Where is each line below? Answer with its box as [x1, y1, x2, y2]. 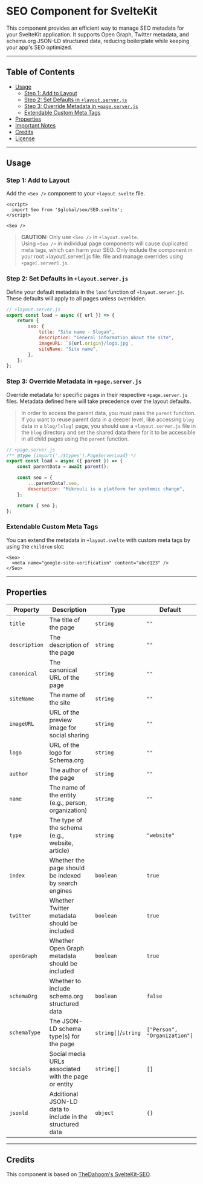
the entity [49, 791, 77, 799]
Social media [49, 1049, 86, 1058]
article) [49, 846, 69, 854]
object [95, 1109, 114, 1116]
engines [49, 886, 72, 895]
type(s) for [49, 1032, 80, 1040]
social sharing [49, 731, 89, 739]
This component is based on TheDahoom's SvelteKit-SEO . [6, 1171, 152, 1178]
